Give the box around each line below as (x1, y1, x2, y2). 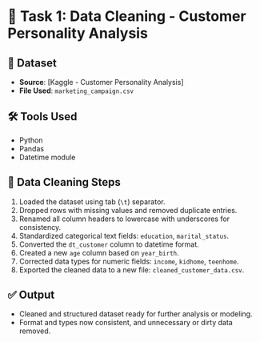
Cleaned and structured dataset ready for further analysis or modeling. (18, 309, 253, 319)
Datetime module (18, 152, 76, 162)
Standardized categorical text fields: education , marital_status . (18, 231, 230, 240)
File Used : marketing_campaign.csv (18, 86, 134, 95)
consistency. (18, 222, 62, 231)
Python (18, 135, 43, 145)
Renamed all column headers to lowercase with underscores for (18, 214, 230, 223)
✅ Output (7, 288, 55, 302)
